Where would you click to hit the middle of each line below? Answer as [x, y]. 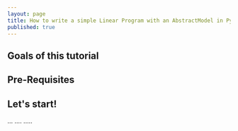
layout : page [27, 14]
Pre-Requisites [41, 80]
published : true [31, 27]
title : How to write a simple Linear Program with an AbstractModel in [115, 21]
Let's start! [32, 104]
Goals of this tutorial [53, 56]
